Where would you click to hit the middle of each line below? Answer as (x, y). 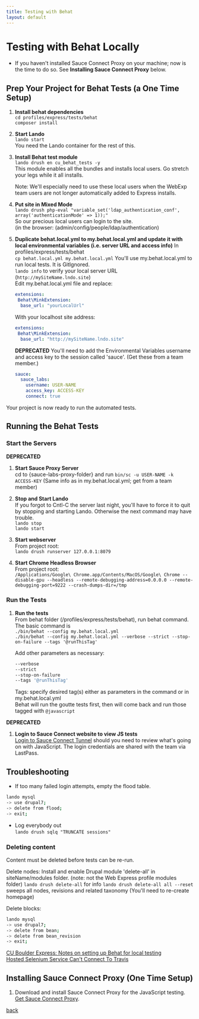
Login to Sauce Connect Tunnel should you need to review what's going (103, 740)
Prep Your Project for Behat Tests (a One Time (93, 88)
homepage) (20, 897)
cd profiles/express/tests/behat (56, 118)
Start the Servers (31, 443)
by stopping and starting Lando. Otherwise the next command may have (103, 511)
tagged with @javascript (45, 711)
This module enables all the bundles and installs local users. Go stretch (102, 169)
